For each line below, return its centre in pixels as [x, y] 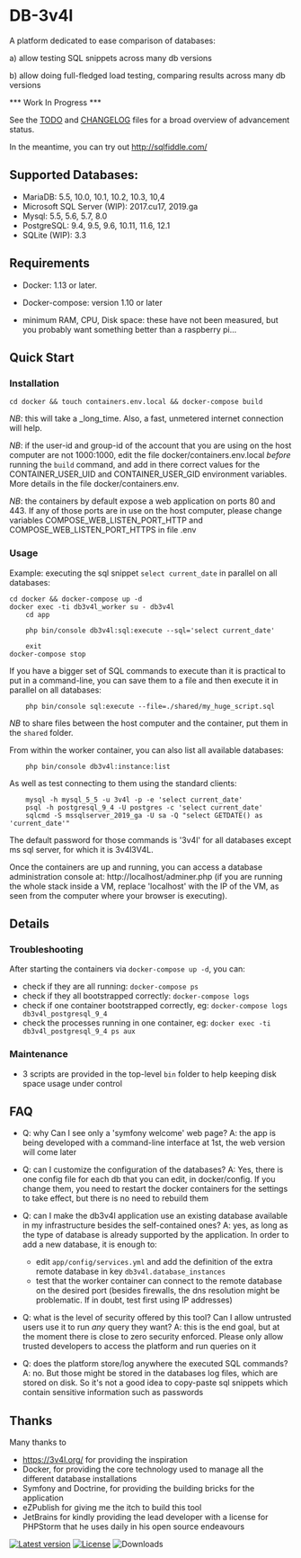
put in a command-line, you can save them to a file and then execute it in [144, 680]
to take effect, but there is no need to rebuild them [115, 1198]
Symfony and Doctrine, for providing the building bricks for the [138, 1489]
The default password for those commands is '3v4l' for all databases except [150, 840]
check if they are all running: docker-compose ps [111, 987]
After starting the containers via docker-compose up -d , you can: [127, 969]
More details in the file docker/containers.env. [94, 484]
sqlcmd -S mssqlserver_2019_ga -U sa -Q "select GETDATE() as [144, 815]
